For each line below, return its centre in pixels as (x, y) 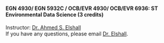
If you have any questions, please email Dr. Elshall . (67, 34)
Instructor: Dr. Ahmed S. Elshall (43, 28)
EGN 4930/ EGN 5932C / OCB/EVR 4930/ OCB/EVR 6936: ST (82, 8)
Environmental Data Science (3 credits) (55, 14)
